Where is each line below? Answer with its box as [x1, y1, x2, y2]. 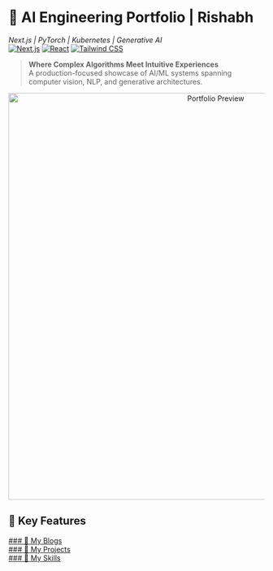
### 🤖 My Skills [8, 553, 61, 563]
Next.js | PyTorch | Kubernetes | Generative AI [8, 35, 162, 45]
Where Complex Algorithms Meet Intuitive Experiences [28, 59, 219, 69]
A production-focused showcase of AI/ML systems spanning [28, 68, 232, 77]
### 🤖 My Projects [8, 544, 71, 554]
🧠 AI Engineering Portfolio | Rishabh [8, 8, 254, 27]
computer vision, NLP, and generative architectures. [28, 76, 203, 86]
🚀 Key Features [8, 514, 87, 528]
